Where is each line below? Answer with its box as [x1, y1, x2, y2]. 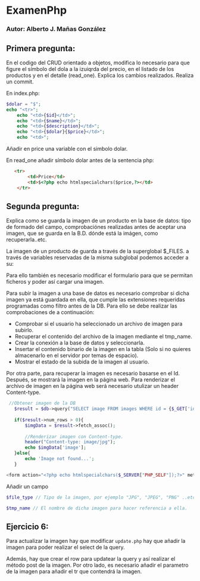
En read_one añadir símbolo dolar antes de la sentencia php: [6, 157, 155, 164]
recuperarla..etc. [6, 236, 47, 243]
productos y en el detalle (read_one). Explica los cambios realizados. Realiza [6, 72, 194, 79]
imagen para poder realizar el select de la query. [6, 543, 125, 551]
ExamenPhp [6, 4, 67, 17]
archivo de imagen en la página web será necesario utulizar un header [6, 383, 179, 390]
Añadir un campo [6, 483, 49, 490]
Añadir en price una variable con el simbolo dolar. [6, 145, 128, 153]
